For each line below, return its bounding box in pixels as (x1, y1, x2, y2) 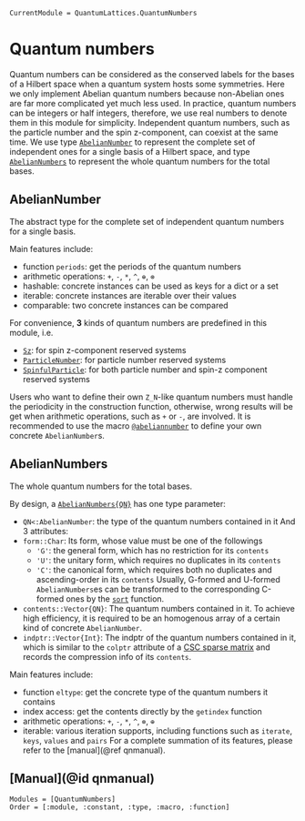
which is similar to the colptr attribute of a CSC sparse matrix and (22, 642, 270, 653)
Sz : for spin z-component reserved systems (22, 344, 187, 355)
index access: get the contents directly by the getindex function (22, 705, 262, 716)
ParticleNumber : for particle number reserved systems (22, 354, 227, 365)
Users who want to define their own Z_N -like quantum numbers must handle (9, 391, 293, 402)
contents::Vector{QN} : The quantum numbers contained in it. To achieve (22, 603, 296, 613)
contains (22, 696, 56, 707)
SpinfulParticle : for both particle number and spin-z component (22, 364, 268, 375)
